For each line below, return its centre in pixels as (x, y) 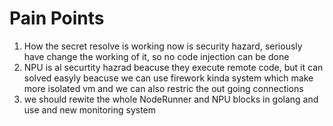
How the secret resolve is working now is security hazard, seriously (163, 46)
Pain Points (57, 18)
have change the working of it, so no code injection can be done (156, 56)
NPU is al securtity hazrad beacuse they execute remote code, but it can (173, 67)
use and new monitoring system (90, 109)
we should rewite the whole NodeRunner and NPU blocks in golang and (171, 99)
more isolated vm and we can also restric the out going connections (163, 88)
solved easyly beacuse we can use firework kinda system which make (168, 78)
